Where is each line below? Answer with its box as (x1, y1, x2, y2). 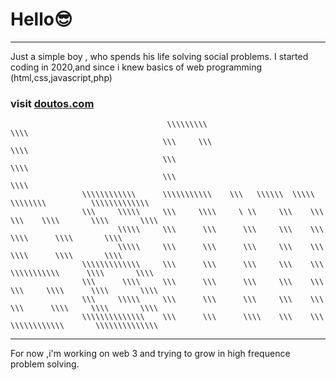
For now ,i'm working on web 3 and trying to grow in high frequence (10, 348, 291, 360)
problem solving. (10, 358, 80, 370)
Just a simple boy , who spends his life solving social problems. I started (10, 50, 309, 62)
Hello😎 (10, 8, 73, 31)
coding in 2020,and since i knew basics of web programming (10, 61, 263, 73)
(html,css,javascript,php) (10, 71, 113, 83)
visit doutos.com (10, 96, 95, 110)
